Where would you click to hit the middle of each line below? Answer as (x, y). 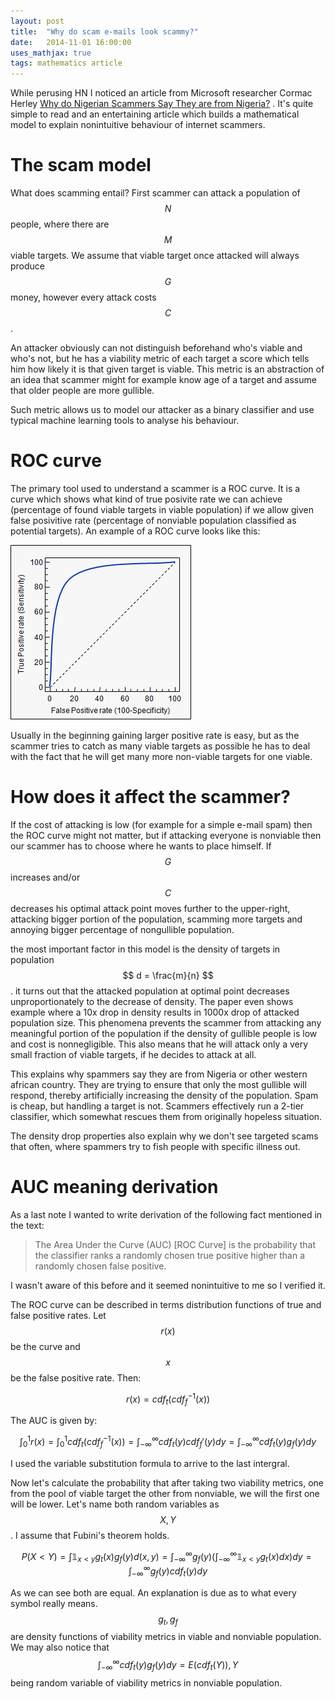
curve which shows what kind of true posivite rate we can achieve (146, 499)
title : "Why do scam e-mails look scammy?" (104, 31)
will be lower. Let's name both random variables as (115, 1504)
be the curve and (45, 1346)
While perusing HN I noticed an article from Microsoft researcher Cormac (161, 93)
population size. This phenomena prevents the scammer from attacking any (166, 1022)
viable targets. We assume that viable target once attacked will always (155, 256)
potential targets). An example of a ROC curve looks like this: (135, 531)
